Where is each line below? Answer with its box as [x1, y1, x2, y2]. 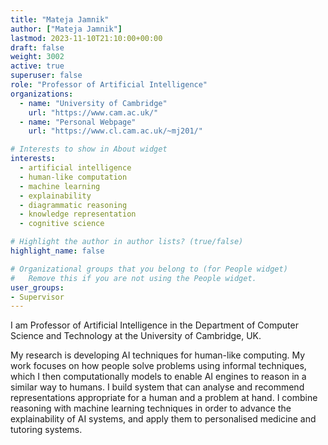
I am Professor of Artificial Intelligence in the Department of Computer [10, 319, 299, 331]
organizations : [10, 89, 74, 99]
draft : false [10, 42, 65, 53]
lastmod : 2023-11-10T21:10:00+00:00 [10, 33, 163, 43]
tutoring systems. [10, 424, 83, 436]
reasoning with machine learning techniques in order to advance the [10, 402, 292, 415]
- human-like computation [19, 172, 128, 182]
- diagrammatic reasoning [19, 200, 128, 210]
